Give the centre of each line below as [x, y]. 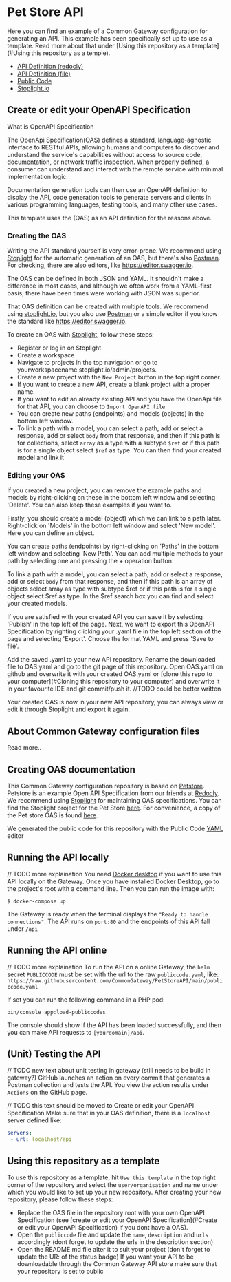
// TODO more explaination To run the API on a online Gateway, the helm [109, 967]
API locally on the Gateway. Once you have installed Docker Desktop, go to [113, 881]
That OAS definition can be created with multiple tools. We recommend [108, 306]
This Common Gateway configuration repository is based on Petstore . [106, 786]
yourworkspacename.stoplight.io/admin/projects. [87, 370]
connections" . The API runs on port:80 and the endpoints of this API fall [109, 921]
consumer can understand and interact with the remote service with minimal [115, 169]
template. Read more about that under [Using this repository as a [99, 45]
